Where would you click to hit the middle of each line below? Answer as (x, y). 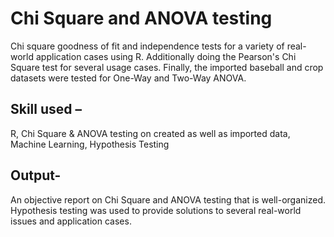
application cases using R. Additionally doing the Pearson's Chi (166, 56)
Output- (36, 175)
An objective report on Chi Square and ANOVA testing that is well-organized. (168, 199)
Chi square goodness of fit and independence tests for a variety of (147, 46)
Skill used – (46, 109)
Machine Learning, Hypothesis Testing (90, 144)
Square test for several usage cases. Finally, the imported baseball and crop (167, 67)
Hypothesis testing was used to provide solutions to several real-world (156, 210)
